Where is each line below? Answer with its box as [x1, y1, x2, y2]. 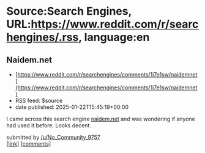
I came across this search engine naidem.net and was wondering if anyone [6, 115, 196, 122]
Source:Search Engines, [6, 4, 132, 18]
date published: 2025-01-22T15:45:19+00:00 [15, 103, 129, 111]
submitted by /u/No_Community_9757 [6, 133, 101, 141]
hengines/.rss [6, 31, 79, 44]
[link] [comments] [6, 140, 51, 147]
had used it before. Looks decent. [6, 122, 92, 129]
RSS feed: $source [15, 97, 63, 104]
